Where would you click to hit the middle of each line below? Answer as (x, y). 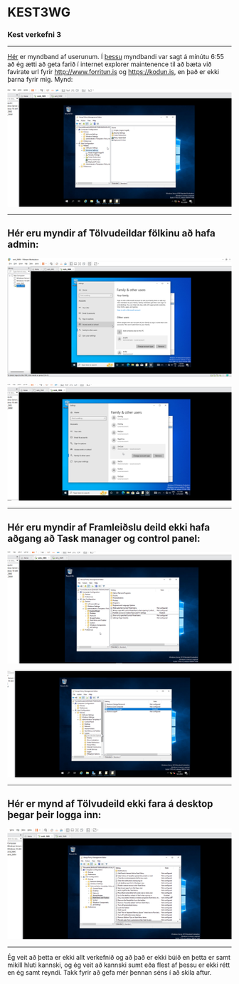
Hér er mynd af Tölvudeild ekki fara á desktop (110, 804)
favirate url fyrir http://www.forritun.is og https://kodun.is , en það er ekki (113, 72)
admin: (23, 245)
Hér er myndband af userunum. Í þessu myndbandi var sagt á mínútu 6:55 (116, 57)
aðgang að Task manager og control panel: (104, 538)
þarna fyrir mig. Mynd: (40, 80)
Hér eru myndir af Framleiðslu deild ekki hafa (109, 527)
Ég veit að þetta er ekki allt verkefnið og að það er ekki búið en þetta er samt (119, 958)
